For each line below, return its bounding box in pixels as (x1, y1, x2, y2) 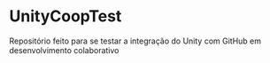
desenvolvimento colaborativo (9, 44, 120, 55)
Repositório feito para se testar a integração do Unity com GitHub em (9, 35, 262, 46)
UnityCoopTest (9, 6, 122, 27)
